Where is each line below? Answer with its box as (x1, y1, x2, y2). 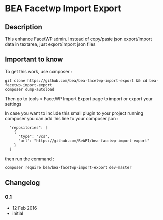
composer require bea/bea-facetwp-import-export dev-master (5, 165, 132, 170)
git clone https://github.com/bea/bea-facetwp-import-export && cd (5, 78, 148, 83)
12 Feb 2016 (12, 205, 37, 211)
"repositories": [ (9, 125, 48, 130)
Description (5, 23, 42, 31)
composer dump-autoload (5, 87, 54, 92)
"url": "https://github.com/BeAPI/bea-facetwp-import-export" (18, 138, 150, 143)
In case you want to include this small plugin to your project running (5, 110, 144, 116)
